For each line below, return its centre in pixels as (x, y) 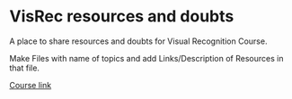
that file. (25, 68)
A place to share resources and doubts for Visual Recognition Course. (138, 41)
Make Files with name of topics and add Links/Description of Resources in (146, 58)
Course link (31, 85)
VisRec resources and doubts (122, 16)
